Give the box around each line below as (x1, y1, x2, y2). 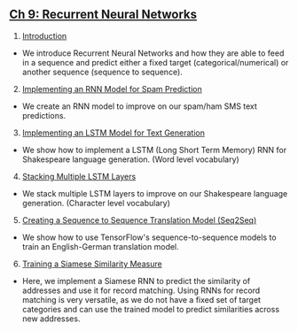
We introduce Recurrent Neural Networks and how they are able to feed (21, 48, 285, 58)
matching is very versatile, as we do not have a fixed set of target (21, 294, 262, 304)
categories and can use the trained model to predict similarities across (21, 304, 280, 314)
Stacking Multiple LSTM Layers (21, 171, 137, 181)
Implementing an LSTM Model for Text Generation (21, 127, 206, 138)
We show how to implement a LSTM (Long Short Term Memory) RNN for (21, 144, 287, 155)
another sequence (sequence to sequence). (21, 66, 184, 77)
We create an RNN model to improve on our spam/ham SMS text (21, 101, 257, 112)
